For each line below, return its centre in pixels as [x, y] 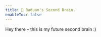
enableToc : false [23, 15]
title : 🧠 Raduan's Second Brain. [40, 10]
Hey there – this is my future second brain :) [51, 29]
